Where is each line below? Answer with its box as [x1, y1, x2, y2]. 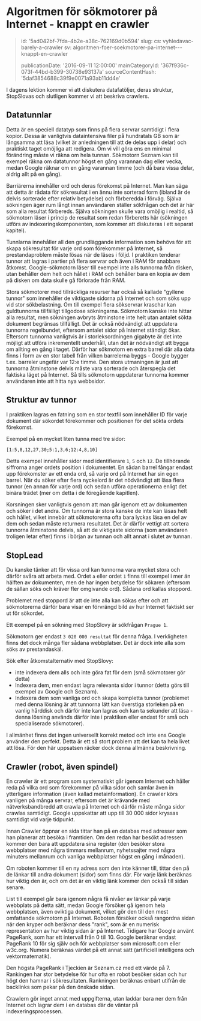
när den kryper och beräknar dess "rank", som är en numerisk [6, 921, 160, 928]
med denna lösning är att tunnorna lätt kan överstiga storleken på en [14, 701, 184, 708]
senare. [6, 884, 25, 891]
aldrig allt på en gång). [6, 170, 62, 178]
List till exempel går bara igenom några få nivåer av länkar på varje [6, 896, 171, 903]
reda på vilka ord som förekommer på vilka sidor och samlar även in [6, 784, 174, 791]
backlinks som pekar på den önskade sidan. [6, 983, 115, 991]
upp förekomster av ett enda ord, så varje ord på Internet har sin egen [6, 470, 179, 478]
